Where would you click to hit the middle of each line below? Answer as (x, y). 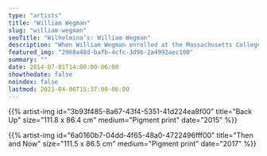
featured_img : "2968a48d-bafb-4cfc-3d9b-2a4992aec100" (101, 52)
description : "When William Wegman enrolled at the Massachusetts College (135, 45)
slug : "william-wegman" (48, 30)
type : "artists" (35, 15)
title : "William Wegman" (49, 23)
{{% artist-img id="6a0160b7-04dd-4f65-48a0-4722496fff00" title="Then (131, 135)
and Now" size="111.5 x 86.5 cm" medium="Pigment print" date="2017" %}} (132, 144)
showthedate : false (41, 74)
